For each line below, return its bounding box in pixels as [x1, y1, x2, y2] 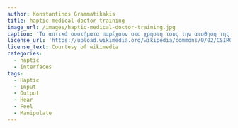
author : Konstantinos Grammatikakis [7, 10, 115, 18]
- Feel [13, 103, 33, 110]
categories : [7, 50, 42, 58]
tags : [7, 70, 23, 77]
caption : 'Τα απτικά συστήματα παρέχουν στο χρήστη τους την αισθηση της [7, 30, 230, 38]
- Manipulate [13, 110, 52, 117]
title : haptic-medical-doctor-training [7, 17, 125, 24]
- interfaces [13, 63, 52, 70]
